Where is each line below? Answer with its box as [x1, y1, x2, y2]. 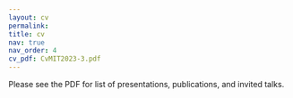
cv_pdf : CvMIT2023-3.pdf [8, 54, 101, 63]
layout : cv [8, 12, 49, 22]
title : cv [8, 29, 46, 38]
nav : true [8, 37, 46, 47]
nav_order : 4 [8, 46, 57, 55]
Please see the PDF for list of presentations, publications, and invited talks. [8, 79, 285, 89]
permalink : [8, 21, 49, 30]
